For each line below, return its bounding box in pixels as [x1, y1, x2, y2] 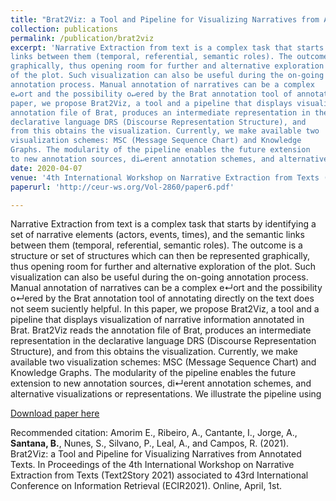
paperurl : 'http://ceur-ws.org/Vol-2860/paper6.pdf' [10, 182, 235, 192]
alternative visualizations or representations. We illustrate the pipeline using [10, 388, 322, 400]
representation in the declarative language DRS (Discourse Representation [10, 335, 317, 347]
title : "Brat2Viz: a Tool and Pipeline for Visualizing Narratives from [10, 14, 320, 25]
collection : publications [10, 24, 118, 34]
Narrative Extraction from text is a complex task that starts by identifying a [10, 218, 317, 230]
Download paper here [10, 407, 100, 420]
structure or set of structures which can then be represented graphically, [10, 250, 311, 262]
